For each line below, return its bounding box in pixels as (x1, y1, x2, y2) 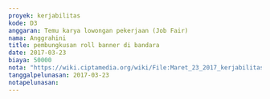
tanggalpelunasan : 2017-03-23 (8, 71, 110, 79)
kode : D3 (8, 19, 38, 27)
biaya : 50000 (8, 57, 52, 65)
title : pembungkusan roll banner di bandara (8, 42, 160, 49)
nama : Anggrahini (8, 34, 67, 42)
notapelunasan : (8, 78, 59, 86)
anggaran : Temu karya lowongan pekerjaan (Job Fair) (8, 26, 189, 34)
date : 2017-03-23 (8, 49, 67, 57)
